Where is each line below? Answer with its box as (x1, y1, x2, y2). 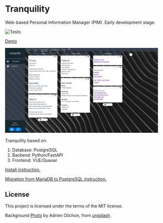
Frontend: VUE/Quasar (12, 158, 57, 163)
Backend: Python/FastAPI (12, 152, 63, 158)
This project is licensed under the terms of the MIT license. (5, 203, 123, 209)
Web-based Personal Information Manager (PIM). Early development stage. (5, 19, 156, 25)
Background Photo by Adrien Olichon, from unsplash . (5, 212, 112, 219)
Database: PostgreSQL (12, 147, 58, 153)
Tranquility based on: (5, 138, 48, 143)
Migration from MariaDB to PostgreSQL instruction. (5, 176, 107, 182)
